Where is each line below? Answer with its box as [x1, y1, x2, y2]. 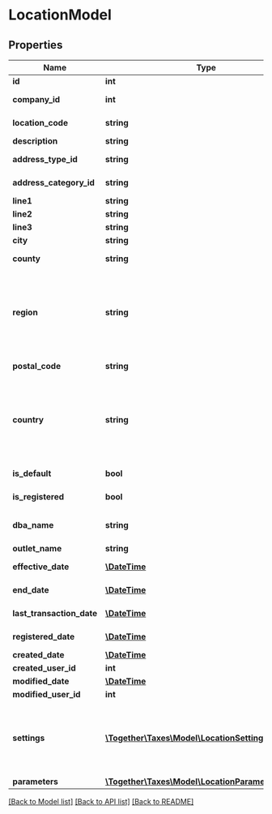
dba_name [12, 520, 54, 530]
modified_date [12, 675, 70, 687]
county [12, 253, 40, 264]
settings [12, 732, 45, 743]
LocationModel [8, 6, 112, 24]
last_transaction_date [12, 608, 98, 619]
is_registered [12, 491, 65, 502]
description [12, 135, 58, 147]
